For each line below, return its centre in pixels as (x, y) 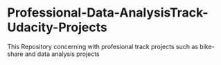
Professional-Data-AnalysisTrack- (108, 13)
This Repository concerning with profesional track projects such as (103, 46)
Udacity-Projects (57, 27)
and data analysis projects (62, 54)
